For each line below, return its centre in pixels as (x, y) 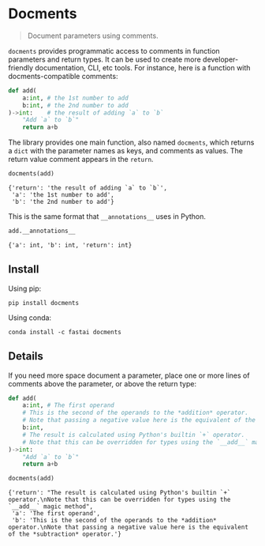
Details (26, 356)
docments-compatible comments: (63, 76)
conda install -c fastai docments (65, 332)
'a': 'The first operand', (56, 514)
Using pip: (25, 288)
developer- (220, 59)
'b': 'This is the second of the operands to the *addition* (114, 521)
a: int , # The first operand (68, 405)
